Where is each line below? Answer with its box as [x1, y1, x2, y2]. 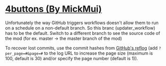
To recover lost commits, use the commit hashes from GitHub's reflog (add [5, 45, 158, 51]
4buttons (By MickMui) [5, 3, 102, 15]
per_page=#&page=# [5, 51, 43, 56]
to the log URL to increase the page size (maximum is [44, 50, 153, 56]
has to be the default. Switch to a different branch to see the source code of [5, 30, 160, 36]
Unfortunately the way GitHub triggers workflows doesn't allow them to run [5, 20, 159, 26]
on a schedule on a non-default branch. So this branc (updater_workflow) [5, 25, 156, 31]
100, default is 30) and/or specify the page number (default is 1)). [5, 55, 138, 61]
